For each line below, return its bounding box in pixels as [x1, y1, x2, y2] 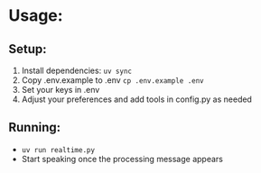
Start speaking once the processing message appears [21, 153, 223, 164]
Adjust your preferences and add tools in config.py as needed [21, 94, 252, 105]
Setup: [8, 41, 47, 57]
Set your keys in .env [21, 85, 100, 95]
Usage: [8, 5, 64, 26]
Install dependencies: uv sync [21, 65, 133, 76]
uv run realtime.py [21, 145, 96, 154]
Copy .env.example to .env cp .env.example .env [21, 75, 204, 86]
